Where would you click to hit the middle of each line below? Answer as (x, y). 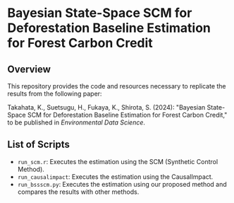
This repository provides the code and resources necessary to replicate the (117, 86)
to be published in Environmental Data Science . (76, 122)
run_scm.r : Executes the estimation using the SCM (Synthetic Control (118, 161)
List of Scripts (39, 145)
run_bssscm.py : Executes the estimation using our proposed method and (122, 184)
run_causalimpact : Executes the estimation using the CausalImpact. (115, 176)
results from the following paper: (55, 94)
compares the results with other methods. (78, 192)
